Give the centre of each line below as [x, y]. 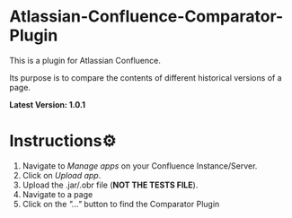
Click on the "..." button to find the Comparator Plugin [121, 204]
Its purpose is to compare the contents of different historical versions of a [146, 77]
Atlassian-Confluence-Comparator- [146, 17]
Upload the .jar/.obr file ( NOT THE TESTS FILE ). [110, 185]
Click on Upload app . [62, 175]
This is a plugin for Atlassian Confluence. [85, 60]
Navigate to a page [58, 194]
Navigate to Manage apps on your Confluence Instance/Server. [140, 166]
